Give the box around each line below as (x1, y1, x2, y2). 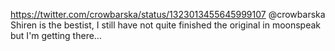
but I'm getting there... (10, 30, 102, 41)
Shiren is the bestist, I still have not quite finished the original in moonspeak (10, 19, 322, 31)
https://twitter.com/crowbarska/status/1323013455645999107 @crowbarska (10, 9, 326, 20)
